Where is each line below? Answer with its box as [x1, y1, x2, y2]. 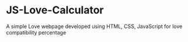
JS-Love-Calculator [6, 3, 104, 17]
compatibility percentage [6, 29, 67, 36]
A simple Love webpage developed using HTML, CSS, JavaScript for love [6, 23, 183, 30]
